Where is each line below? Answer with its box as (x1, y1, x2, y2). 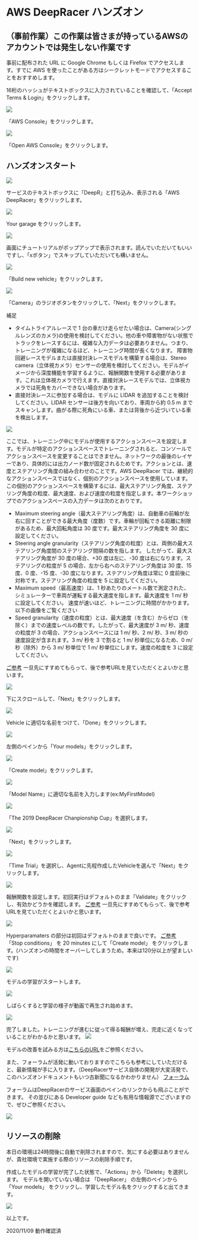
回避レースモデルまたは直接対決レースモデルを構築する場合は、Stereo (14, 354, 187, 361)
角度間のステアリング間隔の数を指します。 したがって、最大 (40, 547, 187, 554)
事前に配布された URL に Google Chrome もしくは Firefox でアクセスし (6, 59, 179, 66)
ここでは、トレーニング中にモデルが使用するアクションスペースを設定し (6, 437, 182, 444)
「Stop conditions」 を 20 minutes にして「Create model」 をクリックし (6, 939, 184, 946)
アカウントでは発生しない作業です (6, 42, 131, 52)
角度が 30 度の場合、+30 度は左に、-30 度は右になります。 (40, 554, 186, 562)
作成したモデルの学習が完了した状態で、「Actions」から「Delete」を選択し (6, 1168, 189, 1175)
